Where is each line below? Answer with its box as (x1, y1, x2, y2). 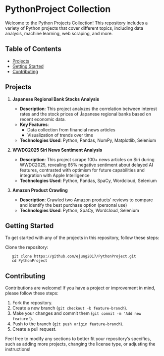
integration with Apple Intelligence (19, 172, 90, 178)
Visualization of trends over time (27, 132, 93, 138)
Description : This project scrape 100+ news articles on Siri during (19, 156, 155, 162)
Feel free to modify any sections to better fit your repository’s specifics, (5, 336, 151, 342)
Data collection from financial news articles (27, 126, 115, 132)
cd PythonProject (11, 258, 48, 263)
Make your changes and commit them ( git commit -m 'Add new (12, 310, 142, 316)
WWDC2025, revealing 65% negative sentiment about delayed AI (19, 162, 154, 168)
